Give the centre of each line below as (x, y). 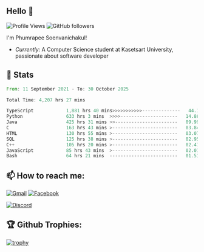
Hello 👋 (20, 11)
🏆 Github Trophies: (44, 225)
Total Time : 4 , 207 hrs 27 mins (46, 100)
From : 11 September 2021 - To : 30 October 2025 (68, 89)
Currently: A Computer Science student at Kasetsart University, (94, 49)
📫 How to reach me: (46, 176)
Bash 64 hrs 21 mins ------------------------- (92, 156)
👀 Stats (20, 75)
